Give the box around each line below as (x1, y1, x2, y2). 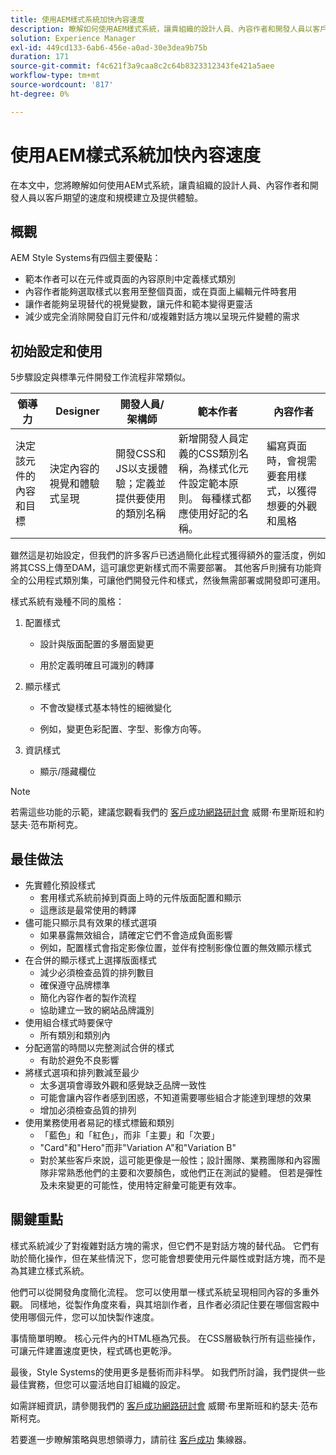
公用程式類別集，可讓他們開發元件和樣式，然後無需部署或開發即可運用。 (27, 574, 326, 586)
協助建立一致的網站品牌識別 (39, 1004, 155, 1016)
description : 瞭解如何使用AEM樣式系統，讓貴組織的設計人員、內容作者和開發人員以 (10, 24, 313, 34)
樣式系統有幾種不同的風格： (10, 596, 125, 608)
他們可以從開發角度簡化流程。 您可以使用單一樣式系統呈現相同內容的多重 (10, 1286, 311, 1298)
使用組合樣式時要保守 (24, 1017, 113, 1028)
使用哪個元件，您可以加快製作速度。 (10, 1311, 160, 1323)
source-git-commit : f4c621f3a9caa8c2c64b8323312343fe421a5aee (10, 61, 275, 71)
